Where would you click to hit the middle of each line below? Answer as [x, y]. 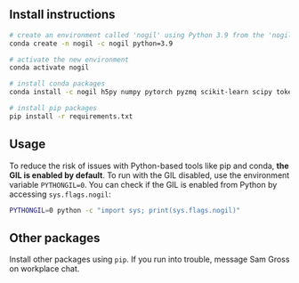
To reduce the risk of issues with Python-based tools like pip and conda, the [149, 166]
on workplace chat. [44, 269]
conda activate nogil [49, 68]
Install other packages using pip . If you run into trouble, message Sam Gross [149, 259]
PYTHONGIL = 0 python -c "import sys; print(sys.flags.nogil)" [125, 210]
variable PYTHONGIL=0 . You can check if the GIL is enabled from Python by [143, 184]
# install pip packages [53, 109]
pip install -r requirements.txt [71, 116]
